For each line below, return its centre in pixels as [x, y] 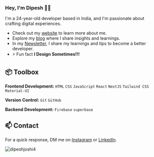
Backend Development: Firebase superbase [49, 110]
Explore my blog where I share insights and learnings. [66, 38]
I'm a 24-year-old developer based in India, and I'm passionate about [75, 19]
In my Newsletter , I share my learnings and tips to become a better [79, 44]
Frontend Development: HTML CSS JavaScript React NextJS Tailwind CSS [77, 86]
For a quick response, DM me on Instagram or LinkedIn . [61, 139]
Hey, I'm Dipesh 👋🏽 [28, 8]
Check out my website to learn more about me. [59, 33]
